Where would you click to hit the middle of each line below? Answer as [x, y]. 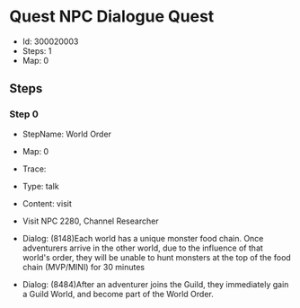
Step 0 [24, 114]
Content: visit [47, 203]
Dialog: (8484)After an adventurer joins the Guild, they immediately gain [155, 284]
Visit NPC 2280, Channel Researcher [90, 221]
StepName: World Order [67, 134]
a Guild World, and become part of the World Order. [118, 294]
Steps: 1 [37, 50]
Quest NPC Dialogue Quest [112, 17]
